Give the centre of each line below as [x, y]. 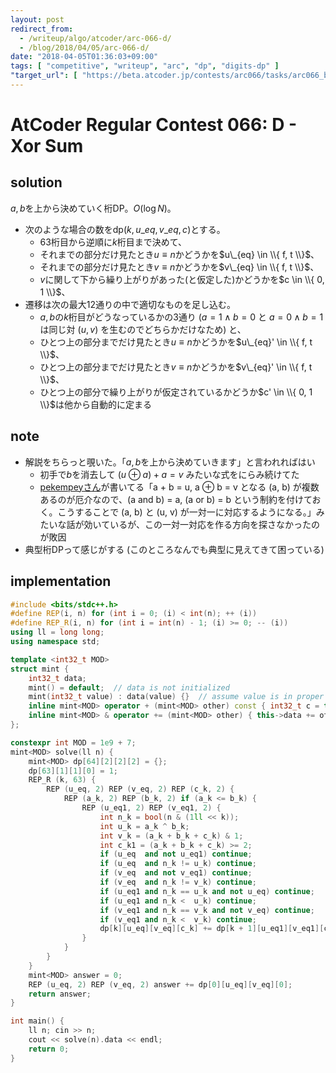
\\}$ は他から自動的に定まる [95, 404]
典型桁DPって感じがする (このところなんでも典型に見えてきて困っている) [174, 549]
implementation [61, 581]
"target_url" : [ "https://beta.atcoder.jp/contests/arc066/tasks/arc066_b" [171, 76]
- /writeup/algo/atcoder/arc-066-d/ [95, 38]
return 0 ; [49, 1049]
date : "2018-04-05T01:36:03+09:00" [84, 57]
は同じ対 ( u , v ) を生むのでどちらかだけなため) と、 [143, 329]
